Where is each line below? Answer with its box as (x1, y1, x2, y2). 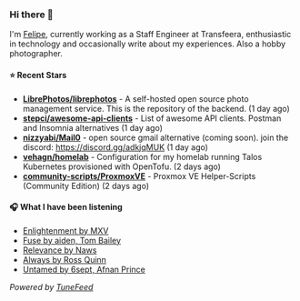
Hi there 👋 (9, 8, 55, 21)
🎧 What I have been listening (9, 202, 123, 213)
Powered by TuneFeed (9, 281, 94, 292)
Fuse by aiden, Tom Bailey (22, 235, 121, 246)
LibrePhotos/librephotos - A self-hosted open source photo (22, 93, 249, 104)
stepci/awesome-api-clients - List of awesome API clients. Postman (22, 113, 282, 124)
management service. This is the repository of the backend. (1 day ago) (22, 103, 291, 114)
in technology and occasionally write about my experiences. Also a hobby (9, 38, 286, 49)
